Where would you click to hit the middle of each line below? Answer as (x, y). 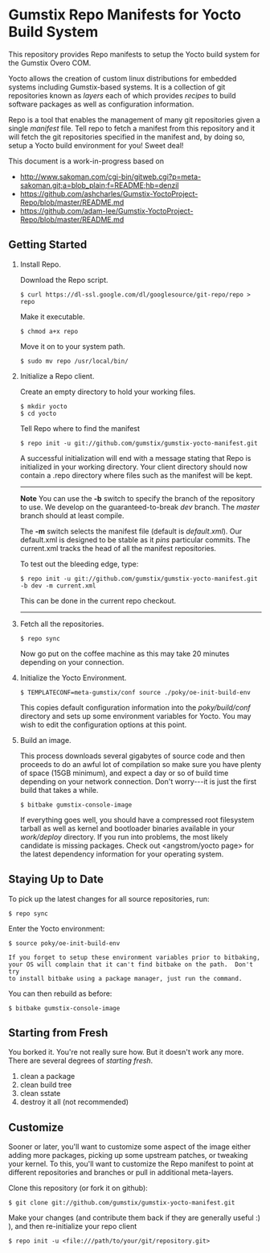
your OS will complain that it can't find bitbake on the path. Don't (131, 965)
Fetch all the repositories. (62, 624)
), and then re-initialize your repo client (73, 1226)
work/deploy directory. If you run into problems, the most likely (124, 836)
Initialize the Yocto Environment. (73, 678)
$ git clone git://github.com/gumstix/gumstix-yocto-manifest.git (122, 1203)
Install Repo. (41, 264)
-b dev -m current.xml (58, 586)
